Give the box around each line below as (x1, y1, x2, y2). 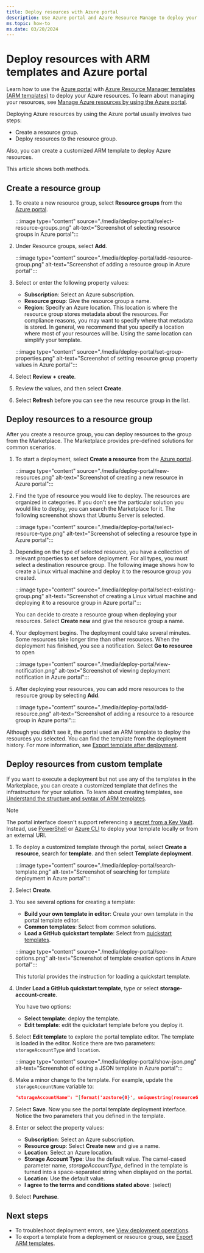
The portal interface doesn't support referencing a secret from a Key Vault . (6, 818, 194, 825)
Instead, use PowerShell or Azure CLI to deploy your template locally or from (6, 825, 199, 832)
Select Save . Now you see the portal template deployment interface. (15, 1105, 187, 1112)
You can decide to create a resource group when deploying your (15, 610, 177, 618)
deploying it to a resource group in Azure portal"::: (15, 599, 141, 606)
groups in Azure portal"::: (15, 230, 79, 238)
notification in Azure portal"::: (15, 673, 90, 681)
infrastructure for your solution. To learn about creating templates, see (6, 788, 183, 795)
